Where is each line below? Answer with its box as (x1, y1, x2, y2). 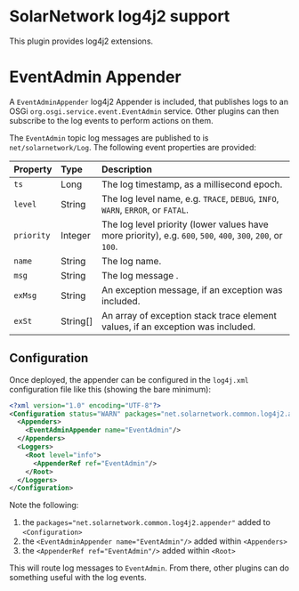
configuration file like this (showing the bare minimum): (9, 384, 212, 394)
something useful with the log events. (9, 572, 147, 583)
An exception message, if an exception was (101, 283, 283, 295)
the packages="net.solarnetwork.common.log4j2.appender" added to (21, 517, 271, 528)
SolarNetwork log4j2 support (9, 6, 230, 27)
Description (101, 163, 153, 175)
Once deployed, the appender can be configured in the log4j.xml (9, 374, 249, 385)
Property (13, 163, 53, 175)
